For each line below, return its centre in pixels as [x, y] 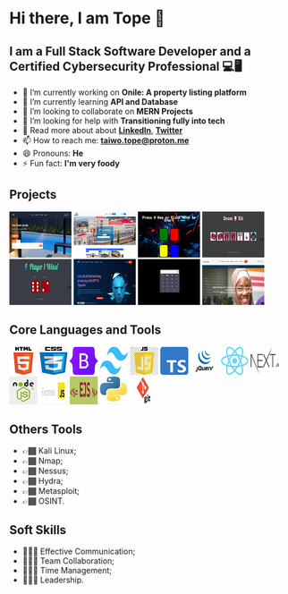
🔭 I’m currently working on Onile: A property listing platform [135, 92]
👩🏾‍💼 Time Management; [67, 571]
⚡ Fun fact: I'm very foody [71, 163]
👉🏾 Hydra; [42, 481]
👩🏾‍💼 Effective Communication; [79, 552]
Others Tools [46, 430]
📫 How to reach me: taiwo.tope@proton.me [106, 140]
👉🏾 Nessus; [45, 471]
